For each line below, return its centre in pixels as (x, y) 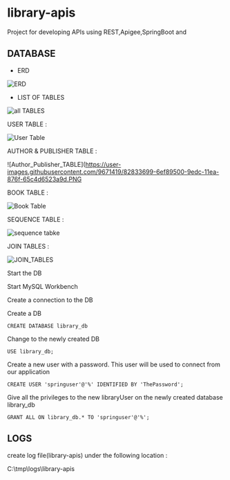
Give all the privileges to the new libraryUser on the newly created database (115, 397)
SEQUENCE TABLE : (36, 219)
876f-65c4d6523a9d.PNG (45, 179)
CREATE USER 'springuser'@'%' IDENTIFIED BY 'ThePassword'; (96, 384)
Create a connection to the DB (50, 300)
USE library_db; (30, 351)
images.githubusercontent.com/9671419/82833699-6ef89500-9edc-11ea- (113, 172)
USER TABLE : (27, 124)
